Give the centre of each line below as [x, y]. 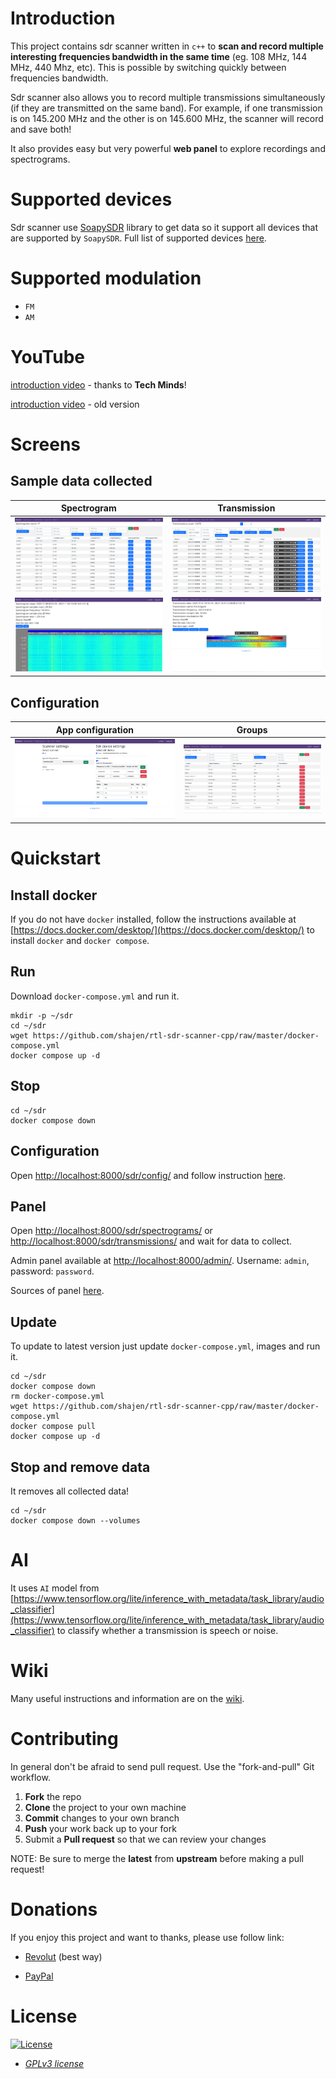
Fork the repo [53, 1796]
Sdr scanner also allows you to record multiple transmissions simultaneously [168, 97]
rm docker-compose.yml [57, 1397]
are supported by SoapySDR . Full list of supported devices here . [138, 238]
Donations [54, 1909]
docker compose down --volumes [75, 1520]
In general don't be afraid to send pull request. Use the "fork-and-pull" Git [162, 1766]
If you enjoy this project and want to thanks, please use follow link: [147, 1937]
